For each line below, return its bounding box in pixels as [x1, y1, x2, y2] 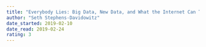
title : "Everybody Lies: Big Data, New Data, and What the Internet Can [6, 9, 196, 15]
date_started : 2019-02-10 [6, 20, 72, 26]
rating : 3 [6, 32, 32, 38]
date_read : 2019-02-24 [6, 26, 64, 32]
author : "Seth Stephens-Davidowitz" [6, 15, 100, 21]
